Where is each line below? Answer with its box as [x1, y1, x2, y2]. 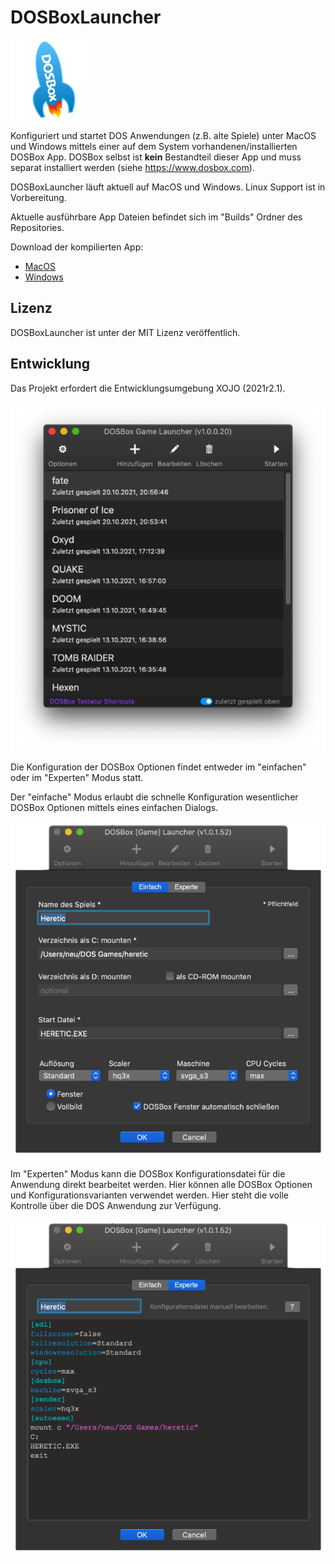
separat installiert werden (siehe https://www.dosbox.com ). [10, 161, 255, 173]
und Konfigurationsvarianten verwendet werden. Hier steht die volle [10, 1189, 289, 1201]
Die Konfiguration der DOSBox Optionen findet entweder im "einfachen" [10, 761, 307, 773]
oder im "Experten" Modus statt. [10, 772, 144, 784]
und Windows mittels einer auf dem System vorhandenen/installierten [10, 140, 298, 152]
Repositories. [10, 221, 65, 233]
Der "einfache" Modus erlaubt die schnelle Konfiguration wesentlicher [10, 791, 299, 803]
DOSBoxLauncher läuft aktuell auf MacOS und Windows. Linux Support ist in [10, 181, 326, 193]
